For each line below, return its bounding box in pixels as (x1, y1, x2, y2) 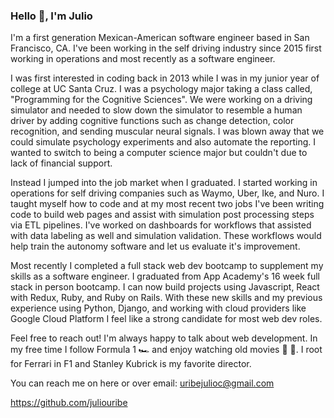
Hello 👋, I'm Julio (10, 9, 93, 23)
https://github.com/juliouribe (10, 397, 128, 409)
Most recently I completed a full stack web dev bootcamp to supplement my (10, 260, 324, 272)
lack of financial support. (10, 157, 113, 169)
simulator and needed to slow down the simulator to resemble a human (10, 104, 303, 116)
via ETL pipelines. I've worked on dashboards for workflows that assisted (10, 219, 312, 231)
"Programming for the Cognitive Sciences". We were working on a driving (10, 94, 313, 106)
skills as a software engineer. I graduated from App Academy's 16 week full (10, 270, 321, 283)
